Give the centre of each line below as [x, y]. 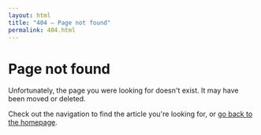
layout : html [30, 15]
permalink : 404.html [42, 30]
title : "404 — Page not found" [60, 23]
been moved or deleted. [47, 99]
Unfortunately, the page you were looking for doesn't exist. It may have [123, 90]
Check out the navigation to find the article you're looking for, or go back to [130, 114]
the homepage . [33, 122]
